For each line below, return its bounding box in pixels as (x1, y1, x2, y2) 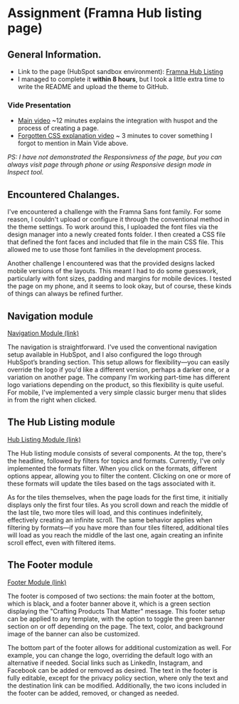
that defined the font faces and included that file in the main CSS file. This (7, 238, 224, 246)
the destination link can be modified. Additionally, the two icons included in (7, 681, 227, 690)
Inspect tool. (7, 168, 44, 177)
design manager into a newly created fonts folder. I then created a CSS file (7, 230, 226, 239)
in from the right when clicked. (7, 395, 97, 404)
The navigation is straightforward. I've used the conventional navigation (7, 342, 217, 351)
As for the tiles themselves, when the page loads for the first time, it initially (7, 493, 228, 501)
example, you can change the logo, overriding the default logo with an (7, 651, 213, 659)
